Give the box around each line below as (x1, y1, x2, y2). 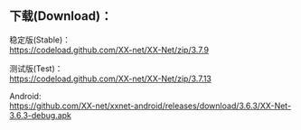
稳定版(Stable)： (9, 34, 71, 45)
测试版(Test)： (9, 62, 63, 74)
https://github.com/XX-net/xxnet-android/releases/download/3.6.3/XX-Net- (9, 100, 292, 111)
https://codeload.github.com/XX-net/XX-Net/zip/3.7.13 (9, 73, 212, 84)
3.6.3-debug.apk (9, 109, 72, 120)
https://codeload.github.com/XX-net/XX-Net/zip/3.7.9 (9, 44, 210, 55)
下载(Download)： (9, 8, 113, 24)
